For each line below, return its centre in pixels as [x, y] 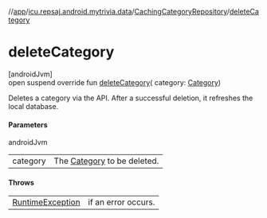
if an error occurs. [122, 202]
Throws [21, 182]
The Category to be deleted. [106, 161]
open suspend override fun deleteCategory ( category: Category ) [115, 82]
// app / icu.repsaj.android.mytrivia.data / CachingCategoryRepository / [119, 12]
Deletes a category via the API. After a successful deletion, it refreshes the [131, 98]
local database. [33, 106]
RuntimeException [47, 202]
